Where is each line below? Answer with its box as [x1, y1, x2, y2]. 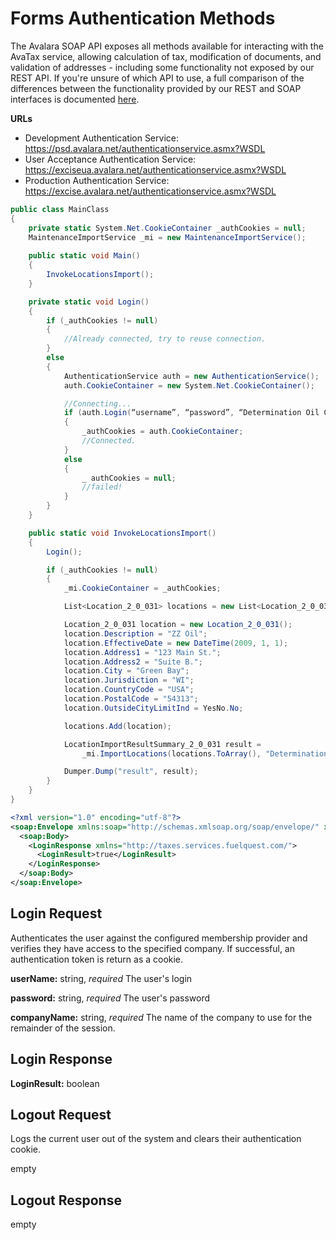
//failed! [81, 482, 123, 492]
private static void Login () [28, 297, 150, 307]
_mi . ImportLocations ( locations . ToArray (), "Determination [81, 748, 329, 759]
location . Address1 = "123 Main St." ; [63, 647, 222, 657]
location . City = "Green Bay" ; [63, 666, 190, 676]
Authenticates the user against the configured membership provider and [10, 932, 308, 944]
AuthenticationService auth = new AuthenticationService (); [63, 371, 320, 381]
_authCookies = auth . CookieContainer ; [81, 427, 244, 437]
